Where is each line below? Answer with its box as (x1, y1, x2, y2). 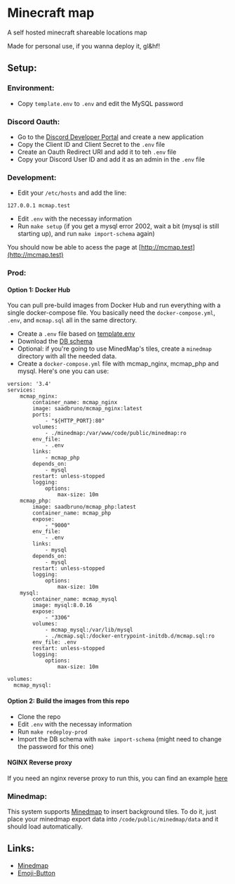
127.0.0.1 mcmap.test (7, 202, 71, 209)
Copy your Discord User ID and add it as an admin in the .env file (17, 155, 206, 163)
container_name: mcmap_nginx (32, 399, 118, 406)
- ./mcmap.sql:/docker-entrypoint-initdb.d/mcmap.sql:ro (44, 632, 215, 640)
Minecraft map (7, 5, 95, 21)
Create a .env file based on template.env (17, 330, 135, 338)
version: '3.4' (7, 381, 52, 388)
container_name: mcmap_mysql (32, 596, 118, 603)
